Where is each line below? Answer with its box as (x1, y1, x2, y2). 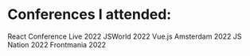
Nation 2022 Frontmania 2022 (7, 39, 107, 49)
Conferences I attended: (7, 6, 172, 24)
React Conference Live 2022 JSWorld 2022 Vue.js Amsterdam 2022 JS (7, 32, 242, 41)
